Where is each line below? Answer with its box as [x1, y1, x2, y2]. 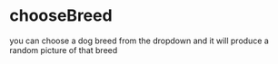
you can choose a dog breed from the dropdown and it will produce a [9, 35, 270, 46]
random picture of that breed [9, 44, 118, 55]
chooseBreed [9, 5, 113, 26]
